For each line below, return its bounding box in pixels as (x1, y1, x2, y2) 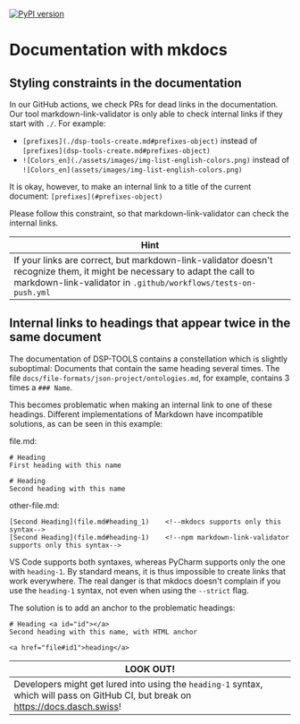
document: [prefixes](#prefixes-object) (9, 191, 163, 201)
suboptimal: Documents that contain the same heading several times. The (9, 362, 280, 373)
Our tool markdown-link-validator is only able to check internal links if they (9, 108, 283, 119)
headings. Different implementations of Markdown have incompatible (9, 408, 263, 420)
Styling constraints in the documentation (9, 75, 243, 90)
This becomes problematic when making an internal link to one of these (9, 399, 272, 410)
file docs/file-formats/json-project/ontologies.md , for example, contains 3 (9, 372, 290, 383)
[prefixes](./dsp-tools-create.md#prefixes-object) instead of (21, 135, 258, 146)
